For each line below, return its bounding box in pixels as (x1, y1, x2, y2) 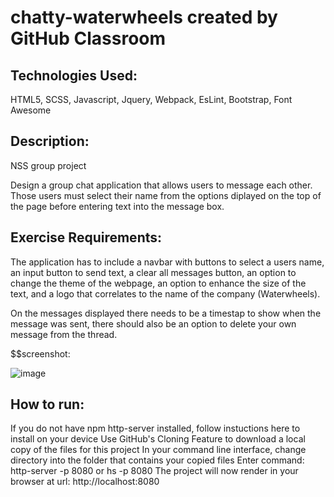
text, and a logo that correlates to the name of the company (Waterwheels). (10, 287, 321, 300)
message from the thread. (10, 328, 118, 340)
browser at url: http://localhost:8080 (10, 476, 160, 488)
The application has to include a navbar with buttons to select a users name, (10, 256, 325, 268)
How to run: (10, 396, 85, 413)
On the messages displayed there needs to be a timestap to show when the (10, 307, 322, 319)
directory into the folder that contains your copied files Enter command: (10, 454, 305, 466)
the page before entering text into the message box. (10, 200, 225, 212)
